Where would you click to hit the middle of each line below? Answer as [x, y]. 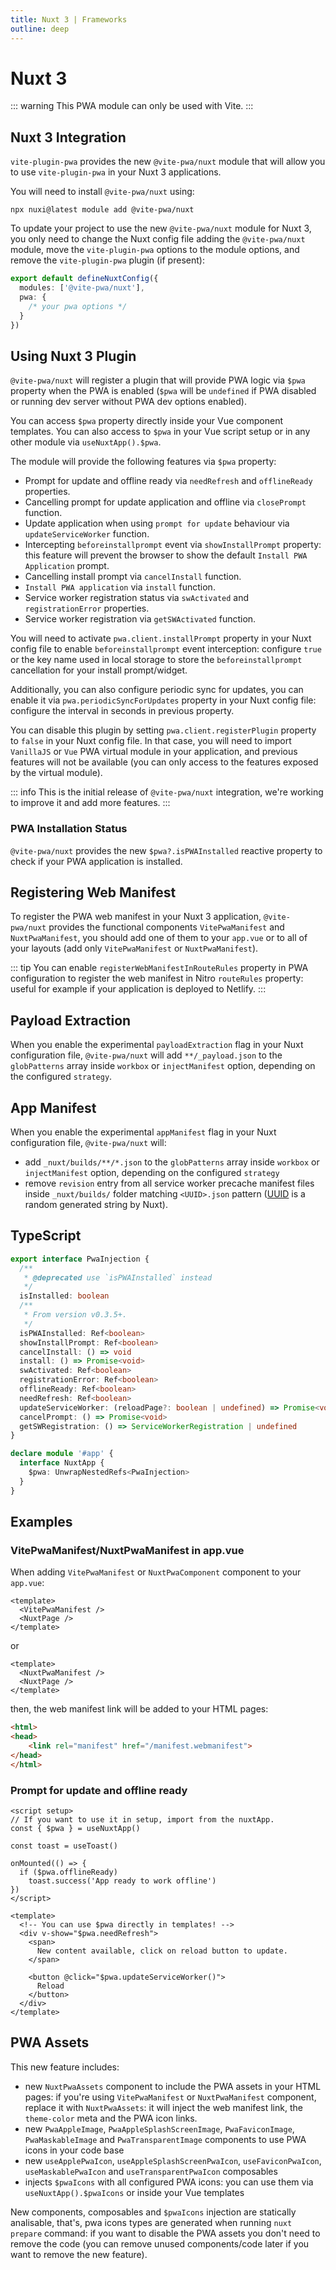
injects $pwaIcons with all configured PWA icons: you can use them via [169, 2182]
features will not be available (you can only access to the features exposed [164, 762]
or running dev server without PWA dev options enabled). [128, 402]
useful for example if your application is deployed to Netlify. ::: [138, 989]
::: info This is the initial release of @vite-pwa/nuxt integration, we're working [167, 792]
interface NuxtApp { [62, 1463]
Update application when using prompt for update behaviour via [157, 523]
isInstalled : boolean [64, 1296]
